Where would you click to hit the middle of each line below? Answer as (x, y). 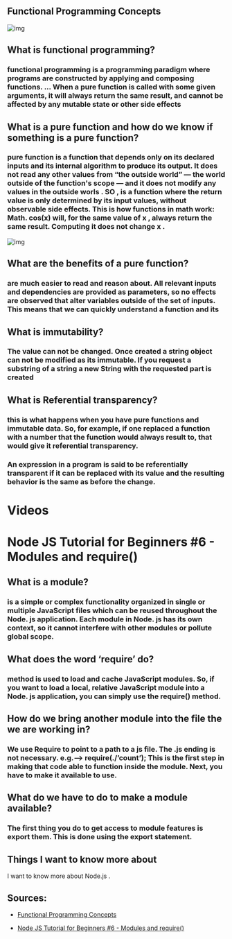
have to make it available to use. (62, 775)
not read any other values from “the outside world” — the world (116, 175)
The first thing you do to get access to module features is (105, 828)
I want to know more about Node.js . (59, 876)
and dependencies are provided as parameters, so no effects (112, 292)
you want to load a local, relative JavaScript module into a (106, 687)
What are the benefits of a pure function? (98, 264)
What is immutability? (55, 332)
